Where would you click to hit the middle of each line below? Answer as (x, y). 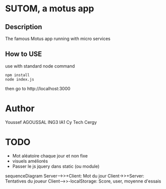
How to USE (24, 54)
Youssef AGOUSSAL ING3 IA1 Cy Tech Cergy (51, 122)
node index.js (20, 79)
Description (24, 27)
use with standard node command (40, 66)
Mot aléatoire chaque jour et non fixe (50, 155)
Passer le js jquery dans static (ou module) (56, 166)
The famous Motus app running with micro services (58, 38)
